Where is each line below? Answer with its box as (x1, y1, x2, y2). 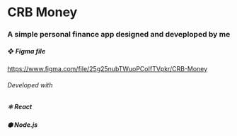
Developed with (7, 80, 53, 89)
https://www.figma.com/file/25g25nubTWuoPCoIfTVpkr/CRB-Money (7, 65, 208, 73)
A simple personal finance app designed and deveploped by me (7, 30, 231, 39)
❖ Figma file (7, 47, 46, 55)
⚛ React (7, 103, 33, 111)
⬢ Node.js (7, 120, 38, 129)
